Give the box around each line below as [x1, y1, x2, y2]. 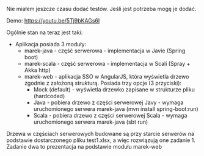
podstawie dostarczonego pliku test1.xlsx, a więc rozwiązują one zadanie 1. [6, 136, 195, 144]
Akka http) [24, 66, 51, 74]
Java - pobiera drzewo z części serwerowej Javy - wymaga [33, 99, 184, 106]
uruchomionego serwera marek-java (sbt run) [33, 118, 148, 126]
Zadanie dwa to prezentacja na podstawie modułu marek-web [6, 143, 162, 150]
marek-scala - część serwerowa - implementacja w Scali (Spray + [24, 60, 191, 67]
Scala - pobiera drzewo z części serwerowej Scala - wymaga [33, 112, 188, 119]
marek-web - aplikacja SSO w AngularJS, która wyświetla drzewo [24, 73, 189, 80]
